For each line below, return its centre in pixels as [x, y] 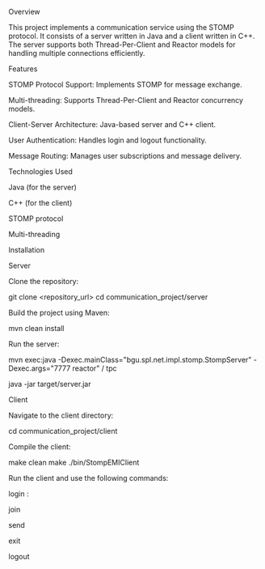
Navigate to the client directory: [61, 415]
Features [23, 69]
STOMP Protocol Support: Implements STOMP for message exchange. [125, 85]
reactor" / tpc [95, 368]
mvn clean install [36, 328]
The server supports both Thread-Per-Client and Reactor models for [122, 45]
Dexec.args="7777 [40, 368]
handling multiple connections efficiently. [77, 53]
